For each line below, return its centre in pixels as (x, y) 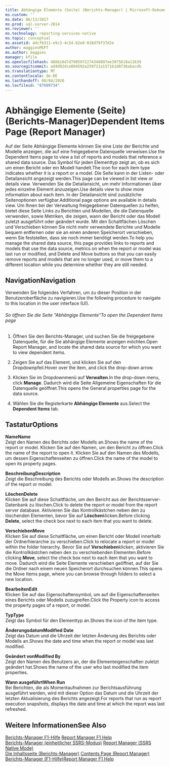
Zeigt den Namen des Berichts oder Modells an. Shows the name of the (79, 442)
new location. (19, 579)
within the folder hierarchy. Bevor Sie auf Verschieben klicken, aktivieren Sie (85, 547)
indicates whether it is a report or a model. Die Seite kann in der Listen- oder (85, 173)
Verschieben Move (25, 531)
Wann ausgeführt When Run (35, 682)
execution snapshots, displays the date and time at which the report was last (85, 704)
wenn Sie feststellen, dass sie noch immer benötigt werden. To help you (79, 238)
